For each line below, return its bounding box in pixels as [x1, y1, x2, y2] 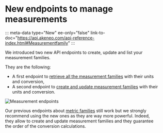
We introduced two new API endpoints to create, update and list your [5, 50, 143, 55]
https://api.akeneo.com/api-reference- [17, 35, 95, 41]
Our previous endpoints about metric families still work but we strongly [5, 108, 147, 114]
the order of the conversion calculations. [5, 123, 86, 129]
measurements [5, 14, 67, 25]
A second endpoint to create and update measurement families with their [12, 83, 158, 89]
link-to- [90, 30, 105, 35]
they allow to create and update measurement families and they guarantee [5, 118, 154, 124]
